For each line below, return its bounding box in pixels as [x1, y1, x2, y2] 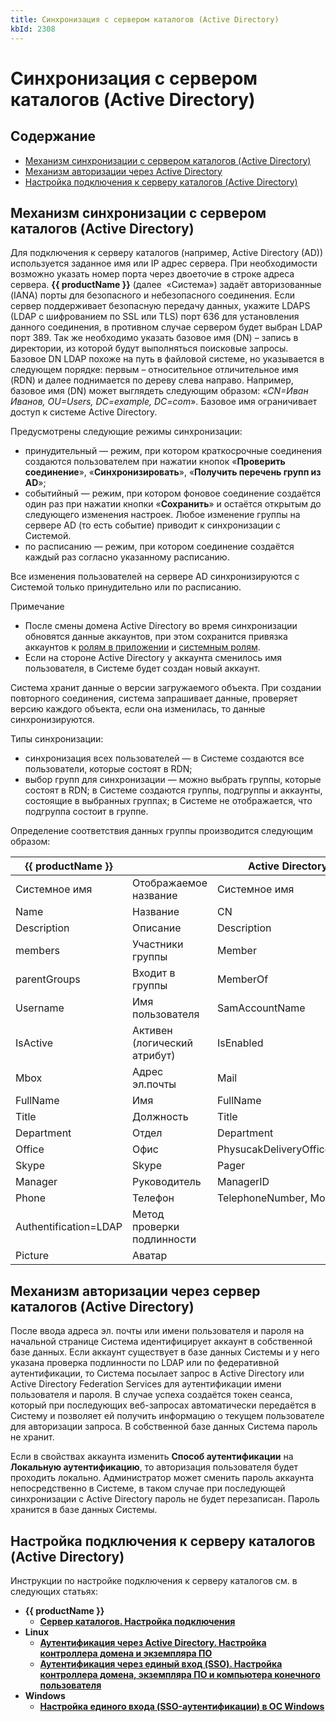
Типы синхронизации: [10, 733, 104, 745]
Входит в [132, 966, 176, 980]
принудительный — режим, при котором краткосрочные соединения [24, 445, 323, 457]
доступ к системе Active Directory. [10, 406, 158, 418]
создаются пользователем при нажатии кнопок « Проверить [24, 456, 286, 468]
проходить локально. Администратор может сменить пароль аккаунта [10, 1472, 315, 1484]
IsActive [15, 1036, 54, 1050]
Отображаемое [132, 876, 208, 890]
